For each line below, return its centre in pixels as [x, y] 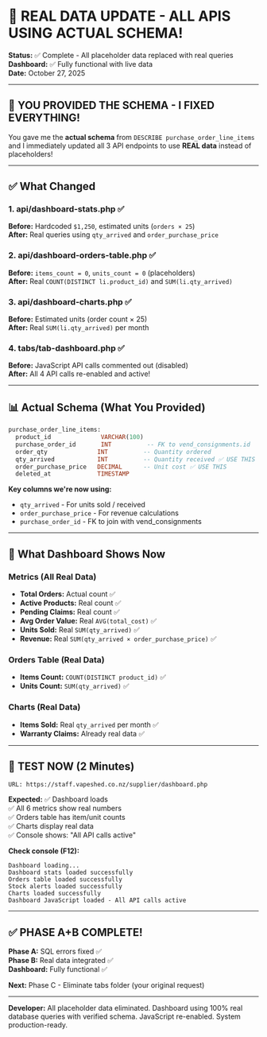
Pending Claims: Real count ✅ [70, 612]
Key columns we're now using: [60, 489]
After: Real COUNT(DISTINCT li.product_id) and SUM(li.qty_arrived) [120, 281]
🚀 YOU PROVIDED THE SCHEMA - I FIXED [111, 105]
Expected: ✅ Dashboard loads [58, 799]
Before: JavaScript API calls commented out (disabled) [98, 366]
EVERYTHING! [44, 118]
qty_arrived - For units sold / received [82, 505]
